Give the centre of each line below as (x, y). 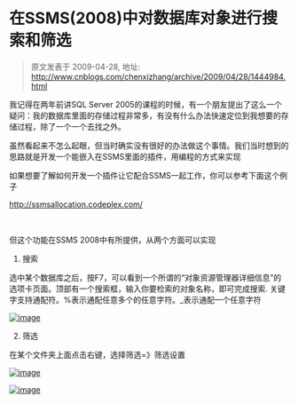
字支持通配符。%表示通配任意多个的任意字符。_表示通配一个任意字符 (135, 299)
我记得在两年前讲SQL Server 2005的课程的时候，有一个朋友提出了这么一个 (145, 104)
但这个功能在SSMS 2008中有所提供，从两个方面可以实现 (113, 240)
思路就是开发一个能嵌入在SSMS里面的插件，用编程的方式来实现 (125, 156)
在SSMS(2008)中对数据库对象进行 (136, 18)
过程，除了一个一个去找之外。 (71, 126)
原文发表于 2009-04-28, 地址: (85, 67)
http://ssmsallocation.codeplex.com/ (76, 204)
